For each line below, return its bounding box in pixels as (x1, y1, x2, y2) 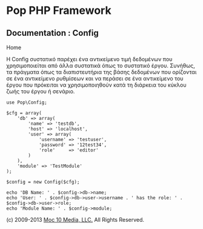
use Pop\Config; (6, 99, 47, 105)
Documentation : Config (6, 28, 99, 38)
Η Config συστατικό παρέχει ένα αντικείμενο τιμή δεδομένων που (6, 56, 173, 62)
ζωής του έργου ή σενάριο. (6, 88, 75, 95)
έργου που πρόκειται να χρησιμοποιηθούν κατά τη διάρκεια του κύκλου (6, 81, 187, 88)
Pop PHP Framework (6, 4, 111, 18)
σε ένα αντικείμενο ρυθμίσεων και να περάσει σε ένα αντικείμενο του (6, 75, 184, 82)
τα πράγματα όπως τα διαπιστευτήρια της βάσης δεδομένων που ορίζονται (6, 68, 197, 76)
